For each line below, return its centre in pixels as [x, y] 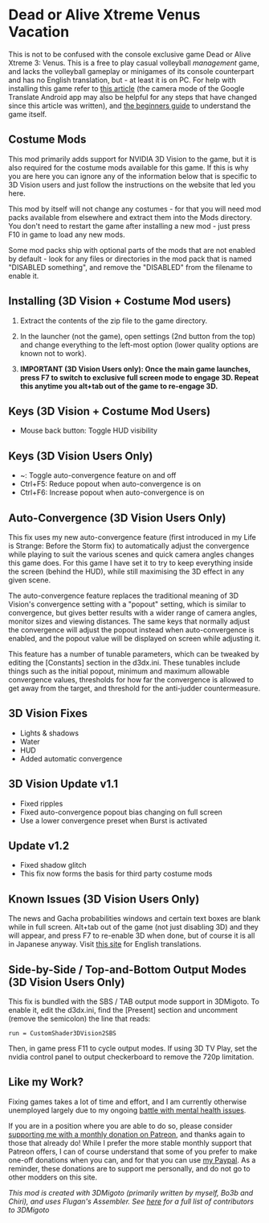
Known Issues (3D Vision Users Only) [104, 899]
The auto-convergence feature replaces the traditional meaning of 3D [124, 595]
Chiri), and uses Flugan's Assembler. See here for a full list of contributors [131, 1201]
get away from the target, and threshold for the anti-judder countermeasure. [134, 688]
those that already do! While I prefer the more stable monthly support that [130, 1142]
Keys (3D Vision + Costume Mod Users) [110, 411]
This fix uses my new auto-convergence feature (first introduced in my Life [132, 537]
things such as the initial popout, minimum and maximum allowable [119, 671]
